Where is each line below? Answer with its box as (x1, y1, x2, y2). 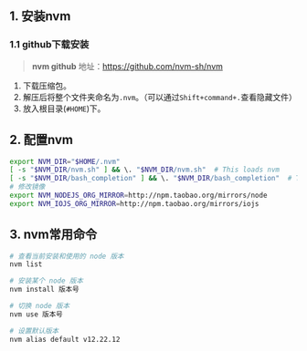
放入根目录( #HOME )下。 (22, 103, 106, 114)
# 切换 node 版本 (9, 302, 70, 311)
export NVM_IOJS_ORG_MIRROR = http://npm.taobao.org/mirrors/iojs (9, 199, 259, 208)
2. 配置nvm (9, 132, 74, 148)
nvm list (9, 260, 43, 269)
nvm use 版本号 (9, 309, 63, 319)
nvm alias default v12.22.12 (9, 335, 121, 344)
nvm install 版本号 (9, 285, 79, 294)
